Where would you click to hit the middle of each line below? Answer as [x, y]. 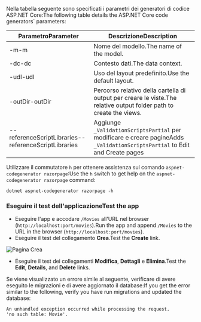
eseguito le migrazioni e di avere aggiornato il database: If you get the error [98, 285]
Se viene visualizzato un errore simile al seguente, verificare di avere [91, 279]
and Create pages [119, 152]
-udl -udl [22, 77]
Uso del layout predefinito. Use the [141, 73]
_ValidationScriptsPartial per [137, 130]
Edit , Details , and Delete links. [52, 268]
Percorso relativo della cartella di [140, 90]
